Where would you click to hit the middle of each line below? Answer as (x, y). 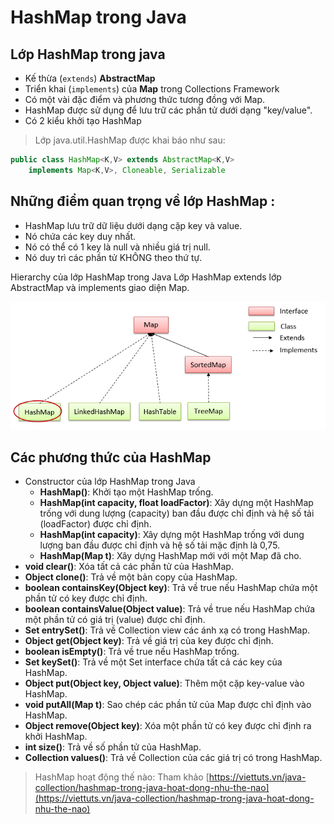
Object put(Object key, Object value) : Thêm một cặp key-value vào (164, 683)
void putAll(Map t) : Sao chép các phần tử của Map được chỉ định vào (168, 705)
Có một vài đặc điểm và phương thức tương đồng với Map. (145, 99)
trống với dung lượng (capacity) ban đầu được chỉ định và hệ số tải (177, 513)
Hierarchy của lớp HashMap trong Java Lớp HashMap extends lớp (146, 277)
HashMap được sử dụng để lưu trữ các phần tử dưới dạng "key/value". (168, 110)
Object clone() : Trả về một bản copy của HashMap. (131, 577)
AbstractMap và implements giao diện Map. (100, 287)
